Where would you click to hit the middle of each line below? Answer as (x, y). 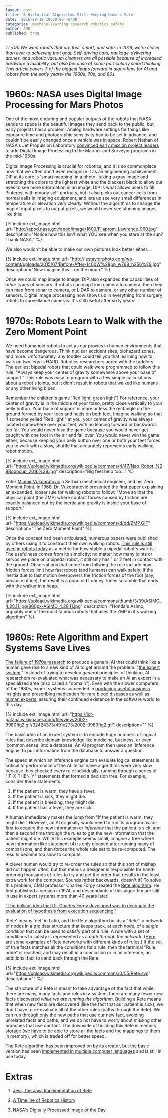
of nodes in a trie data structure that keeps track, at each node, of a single (82, 926)
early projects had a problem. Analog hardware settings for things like (77, 129)
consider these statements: (33, 781)
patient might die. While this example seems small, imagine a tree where (80, 838)
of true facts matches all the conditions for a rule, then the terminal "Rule (80, 947)
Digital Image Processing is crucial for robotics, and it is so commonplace (81, 166)
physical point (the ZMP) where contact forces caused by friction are (76, 497)
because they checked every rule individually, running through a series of (81, 771)
